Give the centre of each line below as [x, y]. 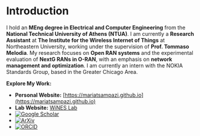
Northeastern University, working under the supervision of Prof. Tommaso [98, 47]
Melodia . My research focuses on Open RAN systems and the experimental [100, 52]
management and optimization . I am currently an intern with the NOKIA [95, 65]
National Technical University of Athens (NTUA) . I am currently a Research [100, 33]
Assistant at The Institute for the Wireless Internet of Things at [86, 40]
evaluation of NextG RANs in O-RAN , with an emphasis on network [89, 59]
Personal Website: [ [40, 95]
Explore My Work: [29, 83]
